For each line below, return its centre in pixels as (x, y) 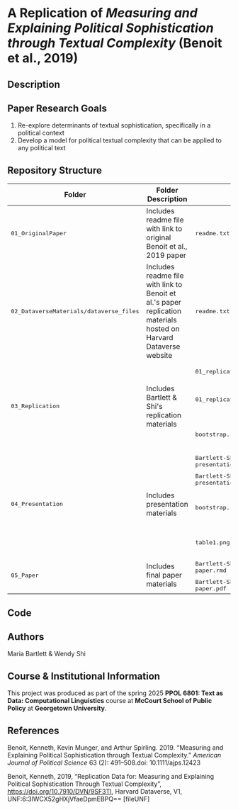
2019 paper (166, 255)
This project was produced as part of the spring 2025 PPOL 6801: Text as (115, 693)
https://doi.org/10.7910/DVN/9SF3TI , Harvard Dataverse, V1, (95, 792)
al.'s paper (164, 303)
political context (41, 133)
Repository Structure (55, 170)
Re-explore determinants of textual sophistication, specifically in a (114, 125)
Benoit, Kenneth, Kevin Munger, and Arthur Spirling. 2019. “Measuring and (115, 748)
